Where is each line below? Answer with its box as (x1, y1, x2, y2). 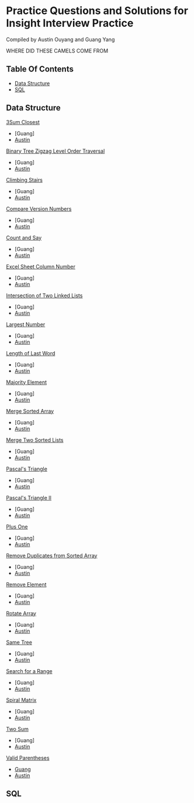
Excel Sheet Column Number (6, 263, 76, 270)
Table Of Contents (6, 64, 74, 74)
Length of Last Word (6, 349, 56, 356)
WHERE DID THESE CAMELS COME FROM (6, 47, 109, 54)
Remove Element (6, 581, 47, 588)
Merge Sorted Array (6, 407, 54, 414)
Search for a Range (6, 667, 53, 674)
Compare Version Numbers (6, 205, 72, 212)
